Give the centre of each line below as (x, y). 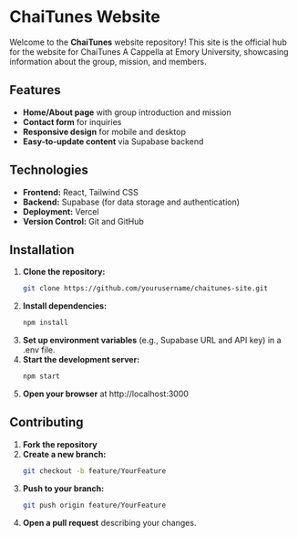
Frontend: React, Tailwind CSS (80, 192)
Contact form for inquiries (72, 121)
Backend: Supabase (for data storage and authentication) (131, 202)
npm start (41, 376)
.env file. (39, 350)
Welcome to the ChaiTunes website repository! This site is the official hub (148, 42)
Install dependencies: (65, 306)
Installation (42, 250)
